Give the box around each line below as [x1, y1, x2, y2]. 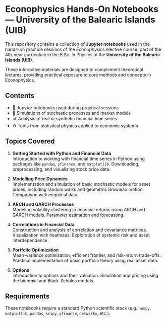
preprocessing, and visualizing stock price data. [12, 166, 111, 172]
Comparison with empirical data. [12, 191, 79, 197]
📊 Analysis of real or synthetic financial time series [12, 115, 117, 121]
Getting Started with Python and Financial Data [12, 150, 111, 156]
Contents [5, 91, 35, 100]
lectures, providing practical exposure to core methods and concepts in [5, 72, 151, 78]
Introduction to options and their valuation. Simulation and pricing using [12, 272, 159, 278]
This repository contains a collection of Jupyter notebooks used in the [5, 41, 150, 47]
